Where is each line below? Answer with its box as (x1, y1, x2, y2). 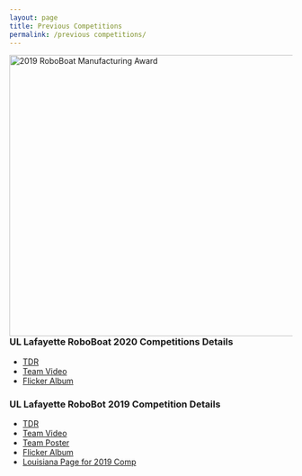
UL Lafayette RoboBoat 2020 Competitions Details (9, 336, 234, 348)
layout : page (9, 13, 58, 22)
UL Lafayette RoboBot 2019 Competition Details (9, 398, 221, 410)
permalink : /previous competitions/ (9, 30, 147, 39)
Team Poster (22, 437, 70, 448)
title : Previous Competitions (9, 22, 123, 31)
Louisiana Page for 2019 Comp (22, 456, 137, 468)
